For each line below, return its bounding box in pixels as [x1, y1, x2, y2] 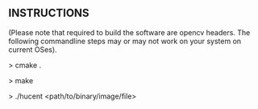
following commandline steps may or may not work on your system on [8, 36, 242, 46]
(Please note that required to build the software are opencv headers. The [8, 27, 251, 37]
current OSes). [8, 44, 58, 54]
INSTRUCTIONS [8, 6, 90, 20]
